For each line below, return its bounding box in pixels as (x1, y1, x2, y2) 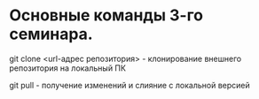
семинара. (9, 24, 93, 44)
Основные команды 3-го (9, 5, 204, 26)
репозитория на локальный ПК (9, 63, 127, 73)
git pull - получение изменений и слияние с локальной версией (9, 80, 250, 90)
